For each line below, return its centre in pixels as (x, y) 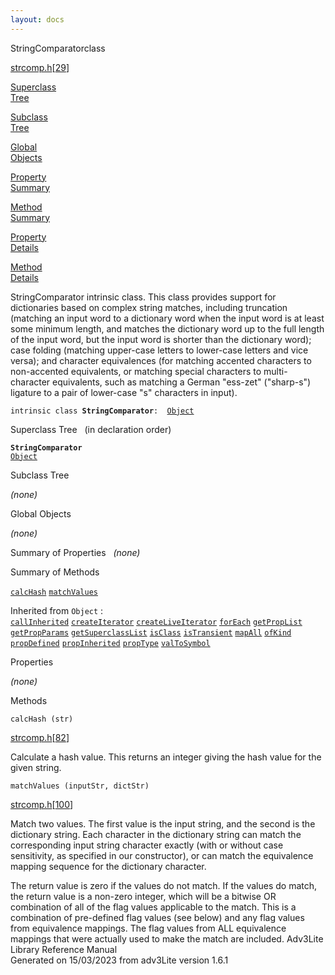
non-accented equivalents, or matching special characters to (136, 371)
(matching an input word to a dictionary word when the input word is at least (167, 318)
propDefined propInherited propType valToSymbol (110, 643)
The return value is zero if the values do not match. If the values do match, (164, 885)
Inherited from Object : (57, 610)
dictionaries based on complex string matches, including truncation (149, 307)
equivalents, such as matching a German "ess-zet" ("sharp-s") (182, 382)
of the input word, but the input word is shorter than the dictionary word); (161, 339)
